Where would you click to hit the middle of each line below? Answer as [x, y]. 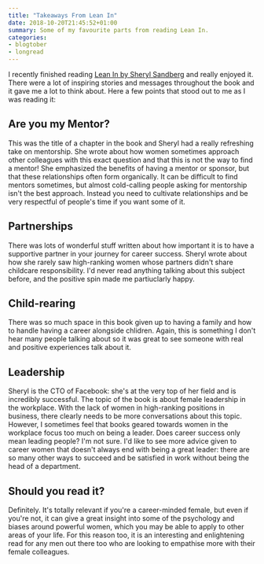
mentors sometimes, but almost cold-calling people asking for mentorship [128, 185]
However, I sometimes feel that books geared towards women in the [118, 425]
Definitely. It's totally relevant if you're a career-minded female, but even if [128, 510]
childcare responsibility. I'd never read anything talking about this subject [126, 270]
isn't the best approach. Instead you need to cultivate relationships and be [128, 193]
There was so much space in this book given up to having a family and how [130, 323]
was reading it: [32, 100]
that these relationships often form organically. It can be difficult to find [123, 176]
